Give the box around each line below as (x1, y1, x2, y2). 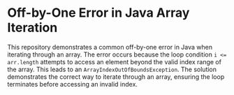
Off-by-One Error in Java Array (7, 5, 190, 21)
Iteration (7, 20, 58, 36)
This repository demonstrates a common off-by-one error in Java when (7, 43, 213, 51)
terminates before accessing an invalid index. (7, 80, 138, 88)
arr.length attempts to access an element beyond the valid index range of (7, 57, 222, 66)
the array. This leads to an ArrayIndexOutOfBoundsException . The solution (7, 65, 217, 73)
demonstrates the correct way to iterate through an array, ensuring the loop (7, 72, 225, 81)
